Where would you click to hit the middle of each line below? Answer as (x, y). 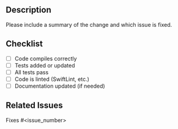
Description (28, 10)
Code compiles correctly (46, 58)
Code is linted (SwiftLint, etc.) (52, 79)
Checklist (24, 44)
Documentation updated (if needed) (60, 86)
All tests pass (32, 72)
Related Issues (34, 106)
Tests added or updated (45, 65)
